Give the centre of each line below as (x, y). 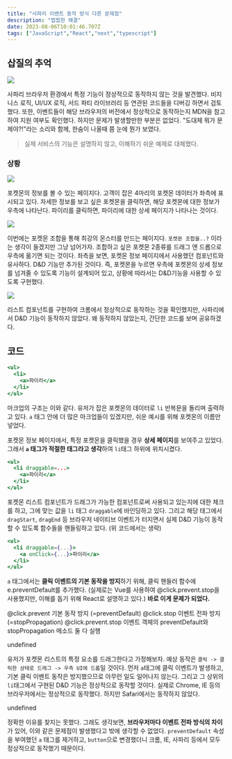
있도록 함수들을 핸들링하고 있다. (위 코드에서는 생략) (92, 528)
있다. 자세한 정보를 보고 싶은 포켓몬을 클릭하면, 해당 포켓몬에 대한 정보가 (123, 202)
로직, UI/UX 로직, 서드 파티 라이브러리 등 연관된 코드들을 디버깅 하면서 (115, 103)
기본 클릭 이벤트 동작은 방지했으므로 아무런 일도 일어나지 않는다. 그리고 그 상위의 (116, 677)
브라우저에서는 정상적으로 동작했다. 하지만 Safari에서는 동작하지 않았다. (103, 694)
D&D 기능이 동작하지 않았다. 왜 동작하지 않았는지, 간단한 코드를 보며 (106, 318)
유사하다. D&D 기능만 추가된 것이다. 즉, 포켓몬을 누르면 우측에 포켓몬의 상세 (109, 265)
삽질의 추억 (30, 63)
